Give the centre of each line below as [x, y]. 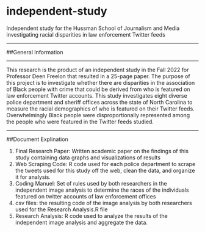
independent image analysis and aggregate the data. [81, 222]
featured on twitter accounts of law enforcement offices [85, 196]
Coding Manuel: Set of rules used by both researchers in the [91, 183]
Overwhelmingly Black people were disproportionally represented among [98, 115]
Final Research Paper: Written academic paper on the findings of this [102, 151]
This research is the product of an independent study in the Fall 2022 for [98, 70]
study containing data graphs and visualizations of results [88, 158]
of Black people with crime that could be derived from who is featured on [98, 89]
